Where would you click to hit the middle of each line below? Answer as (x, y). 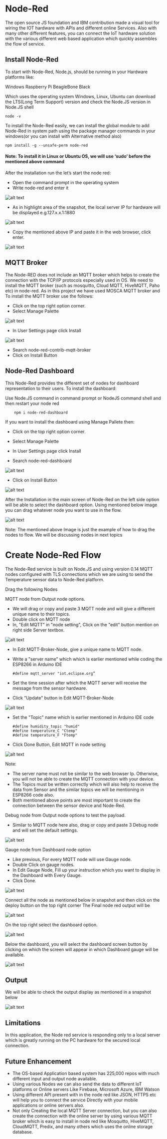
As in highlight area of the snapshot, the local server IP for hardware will (86, 207)
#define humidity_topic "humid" (46, 726)
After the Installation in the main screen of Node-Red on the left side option (82, 499)
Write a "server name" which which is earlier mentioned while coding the (87, 659)
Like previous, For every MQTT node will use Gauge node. (72, 859)
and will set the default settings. (45, 830)
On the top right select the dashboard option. (52, 925)
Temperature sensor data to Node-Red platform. (55, 579)
